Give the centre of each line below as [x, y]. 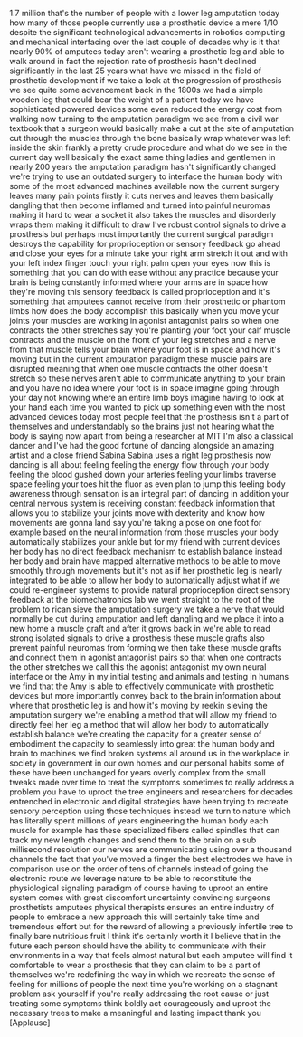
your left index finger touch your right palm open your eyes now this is [140, 263]
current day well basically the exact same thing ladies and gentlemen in [142, 157]
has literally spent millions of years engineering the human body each [139, 821]
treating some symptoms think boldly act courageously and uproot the [140, 1003]
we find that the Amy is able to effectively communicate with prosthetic [142, 686]
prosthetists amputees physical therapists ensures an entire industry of [142, 907]
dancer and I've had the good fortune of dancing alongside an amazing [142, 446]
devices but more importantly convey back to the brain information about [146, 695]
